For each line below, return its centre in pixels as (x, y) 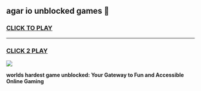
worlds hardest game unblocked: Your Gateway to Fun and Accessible (95, 75)
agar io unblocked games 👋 (58, 11)
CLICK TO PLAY (29, 28)
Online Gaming (25, 81)
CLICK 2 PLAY (27, 50)
